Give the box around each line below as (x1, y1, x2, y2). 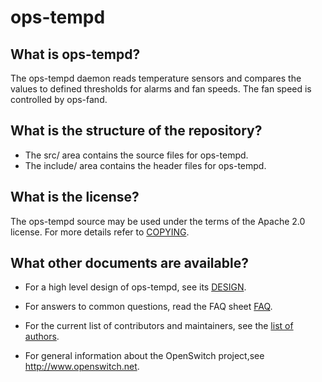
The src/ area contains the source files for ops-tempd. (24, 149, 249, 161)
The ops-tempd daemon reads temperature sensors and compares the (10, 72, 302, 84)
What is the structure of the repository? (10, 122, 263, 140)
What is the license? (10, 189, 140, 206)
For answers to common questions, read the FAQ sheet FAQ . (24, 301, 273, 313)
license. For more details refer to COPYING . (10, 226, 190, 238)
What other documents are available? (10, 255, 249, 272)
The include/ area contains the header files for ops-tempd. (24, 159, 267, 171)
